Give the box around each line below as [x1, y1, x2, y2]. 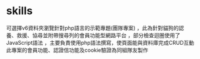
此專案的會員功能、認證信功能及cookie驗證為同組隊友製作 [6, 46, 149, 54]
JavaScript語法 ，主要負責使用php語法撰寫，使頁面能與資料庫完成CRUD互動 [6, 39, 195, 46]
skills [6, 4, 33, 18]
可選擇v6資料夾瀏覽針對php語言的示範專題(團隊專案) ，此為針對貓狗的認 [6, 24, 184, 31]
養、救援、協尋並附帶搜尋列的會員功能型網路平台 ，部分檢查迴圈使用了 [6, 31, 180, 39]
